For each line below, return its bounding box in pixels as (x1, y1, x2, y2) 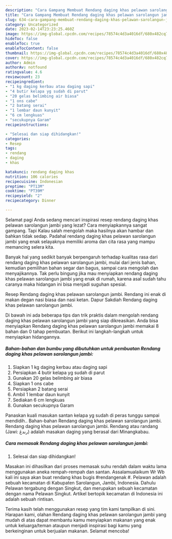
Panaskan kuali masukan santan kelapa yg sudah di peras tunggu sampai (5, 412, 160, 418)
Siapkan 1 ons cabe (12, 380, 54, 386)
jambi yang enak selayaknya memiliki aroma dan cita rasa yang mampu (5, 238, 155, 245)
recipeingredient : (5, 79, 45, 84)
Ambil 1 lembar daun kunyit (12, 391, 70, 397)
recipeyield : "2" (5, 193, 42, 198)
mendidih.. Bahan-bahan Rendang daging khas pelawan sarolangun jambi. (5, 417, 162, 424)
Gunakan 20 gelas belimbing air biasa (12, 375, 93, 381)
